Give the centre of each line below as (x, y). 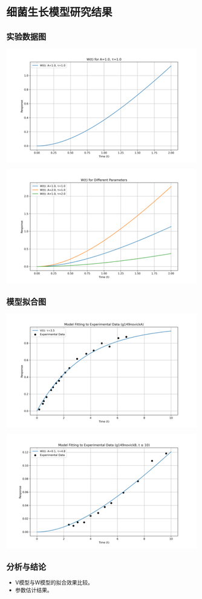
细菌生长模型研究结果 (60, 12)
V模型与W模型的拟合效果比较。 (54, 583)
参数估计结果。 (34, 590)
